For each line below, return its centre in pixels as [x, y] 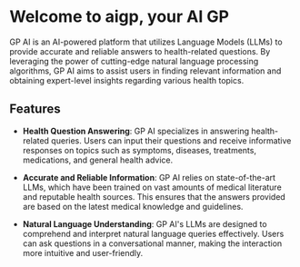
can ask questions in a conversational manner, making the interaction [152, 243]
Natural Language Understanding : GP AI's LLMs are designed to [145, 223]
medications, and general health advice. [98, 160]
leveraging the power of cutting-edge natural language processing [134, 61]
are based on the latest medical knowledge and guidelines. [133, 206]
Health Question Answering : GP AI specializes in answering [136, 131]
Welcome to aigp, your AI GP [120, 17]
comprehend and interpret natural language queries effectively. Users [153, 233]
